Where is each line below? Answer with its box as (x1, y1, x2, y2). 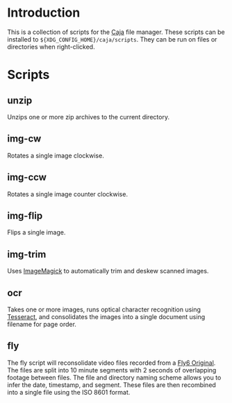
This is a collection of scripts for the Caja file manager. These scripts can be (7, 28, 225, 36)
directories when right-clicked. (7, 42, 95, 51)
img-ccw (7, 171, 47, 183)
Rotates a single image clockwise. (7, 151, 104, 160)
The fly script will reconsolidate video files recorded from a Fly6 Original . (7, 359, 216, 367)
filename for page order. (7, 320, 76, 328)
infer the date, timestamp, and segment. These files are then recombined (7, 380, 217, 389)
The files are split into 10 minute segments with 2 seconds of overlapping (7, 366, 217, 374)
